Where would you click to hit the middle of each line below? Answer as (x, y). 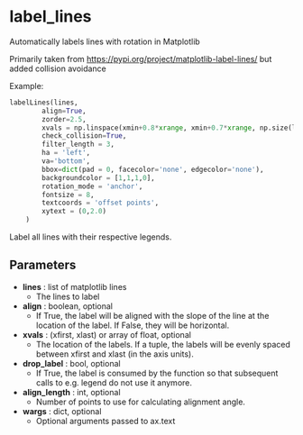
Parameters (43, 265)
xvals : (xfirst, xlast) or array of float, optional (107, 334)
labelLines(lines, (44, 102)
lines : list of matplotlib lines (74, 286)
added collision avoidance (58, 68)
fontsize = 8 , (68, 195)
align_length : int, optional (71, 392)
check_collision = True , (84, 136)
